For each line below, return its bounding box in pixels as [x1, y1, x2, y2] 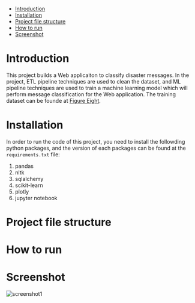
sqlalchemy [14, 175, 44, 182]
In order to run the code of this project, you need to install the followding [6, 138, 185, 145]
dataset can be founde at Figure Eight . [6, 97, 101, 104]
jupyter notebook [14, 194, 58, 201]
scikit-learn [14, 182, 43, 189]
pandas [14, 162, 34, 170]
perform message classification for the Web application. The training [6, 90, 176, 98]
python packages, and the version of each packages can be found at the [6, 144, 186, 151]
